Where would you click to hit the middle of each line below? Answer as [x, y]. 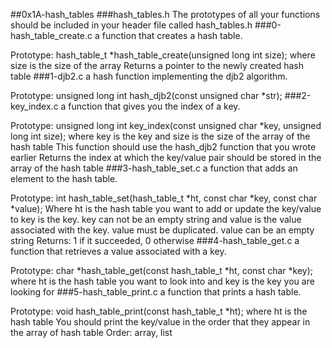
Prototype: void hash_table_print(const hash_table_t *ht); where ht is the [159, 311]
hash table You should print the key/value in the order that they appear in [160, 322]
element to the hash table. [64, 178]
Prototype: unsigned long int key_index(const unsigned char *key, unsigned [166, 125]
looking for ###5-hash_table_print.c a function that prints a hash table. [156, 292]
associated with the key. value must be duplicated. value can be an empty [162, 230]
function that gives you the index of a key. [154, 106]
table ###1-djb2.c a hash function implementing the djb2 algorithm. [149, 76]
